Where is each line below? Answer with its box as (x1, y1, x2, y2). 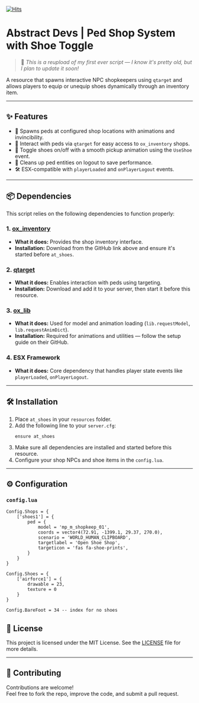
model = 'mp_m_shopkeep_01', (37, 525, 110, 531)
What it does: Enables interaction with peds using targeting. (14, 279, 162, 286)
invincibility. (14, 133, 44, 140)
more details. (6, 646, 38, 653)
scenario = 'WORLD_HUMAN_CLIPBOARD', (37, 535, 131, 541)
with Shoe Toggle (6, 39, 94, 53)
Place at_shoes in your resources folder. (14, 416, 112, 423)
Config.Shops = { (6, 509, 49, 515)
